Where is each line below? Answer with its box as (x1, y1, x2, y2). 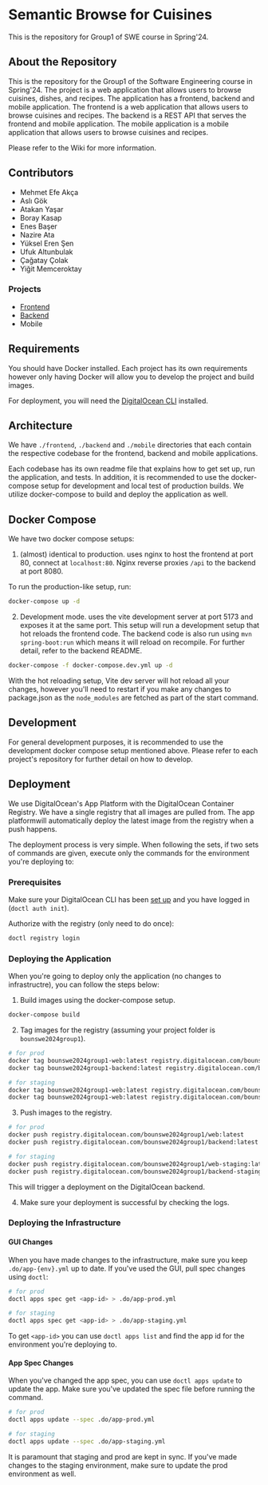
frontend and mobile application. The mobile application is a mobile (8, 118, 229, 129)
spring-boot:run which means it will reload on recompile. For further (19, 637, 245, 647)
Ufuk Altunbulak (19, 246, 73, 257)
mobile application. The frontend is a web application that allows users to (8, 102, 249, 111)
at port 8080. (19, 566, 64, 577)
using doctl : (8, 1271, 49, 1281)
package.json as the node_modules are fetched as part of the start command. (8, 693, 259, 703)
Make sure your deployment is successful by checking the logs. (19, 1197, 230, 1207)
